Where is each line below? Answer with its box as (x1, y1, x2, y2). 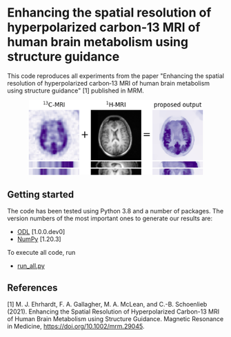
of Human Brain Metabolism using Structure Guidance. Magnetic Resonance (7, 314, 224, 322)
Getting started (7, 189, 74, 200)
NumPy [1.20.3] (17, 235, 61, 243)
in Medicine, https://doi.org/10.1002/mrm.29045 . (7, 322, 145, 330)
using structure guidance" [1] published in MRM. (7, 86, 145, 95)
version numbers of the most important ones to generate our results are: (7, 214, 212, 222)
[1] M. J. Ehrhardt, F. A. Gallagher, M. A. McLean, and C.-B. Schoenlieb (7, 300, 208, 308)
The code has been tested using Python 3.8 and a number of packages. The (7, 207, 224, 215)
